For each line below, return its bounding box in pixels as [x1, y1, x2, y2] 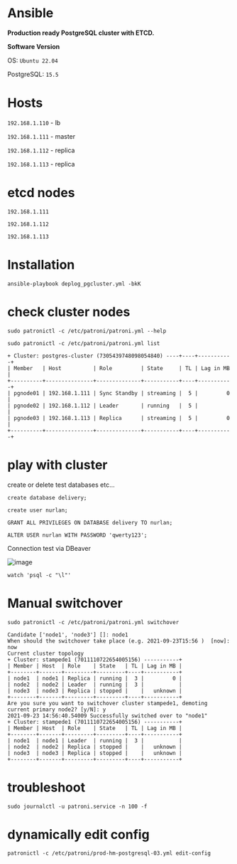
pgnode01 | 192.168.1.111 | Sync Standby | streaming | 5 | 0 [13, 389, 231, 396]
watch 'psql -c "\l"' [7, 571, 72, 579]
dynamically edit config [7, 826, 150, 843]
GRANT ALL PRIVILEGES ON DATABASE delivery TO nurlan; [7, 519, 173, 526]
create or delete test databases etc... [7, 480, 115, 489]
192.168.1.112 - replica [7, 146, 75, 154]
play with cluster [7, 457, 108, 473]
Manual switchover [7, 595, 123, 611]
